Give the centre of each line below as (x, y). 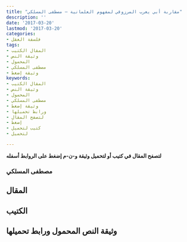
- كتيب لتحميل (24, 128)
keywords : (18, 78)
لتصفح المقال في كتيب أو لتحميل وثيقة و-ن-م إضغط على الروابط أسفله (84, 156)
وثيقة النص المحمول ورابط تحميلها (62, 231)
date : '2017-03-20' (30, 23)
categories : (21, 34)
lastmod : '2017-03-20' (34, 28)
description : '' (26, 17)
